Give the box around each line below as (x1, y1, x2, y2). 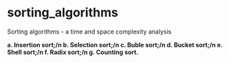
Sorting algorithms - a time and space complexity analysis (7, 27, 172, 36)
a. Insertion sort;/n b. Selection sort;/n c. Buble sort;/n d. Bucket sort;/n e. (7, 40, 223, 49)
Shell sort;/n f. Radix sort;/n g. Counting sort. (7, 48, 139, 56)
